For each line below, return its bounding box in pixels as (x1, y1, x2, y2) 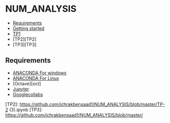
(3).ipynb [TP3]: (9, 106, 43, 112)
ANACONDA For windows (12, 70, 67, 76)
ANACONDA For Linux (12, 75, 60, 81)
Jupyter (12, 86, 30, 92)
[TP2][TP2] (12, 36, 37, 42)
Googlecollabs (12, 91, 43, 97)
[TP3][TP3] (12, 41, 37, 47)
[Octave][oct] (12, 80, 41, 86)
